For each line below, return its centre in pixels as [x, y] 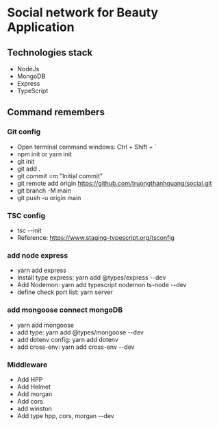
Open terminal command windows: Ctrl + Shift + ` [87, 147]
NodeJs [28, 69]
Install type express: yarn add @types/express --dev [91, 278]
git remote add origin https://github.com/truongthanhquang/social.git [114, 183]
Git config [24, 132]
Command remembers [56, 112]
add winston [35, 408]
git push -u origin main [49, 197]
